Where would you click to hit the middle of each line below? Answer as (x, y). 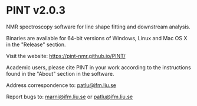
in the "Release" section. (36, 44)
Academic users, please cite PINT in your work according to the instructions (98, 67)
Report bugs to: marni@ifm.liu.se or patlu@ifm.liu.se (70, 97)
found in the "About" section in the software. (60, 73)
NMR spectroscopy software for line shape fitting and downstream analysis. (98, 27)
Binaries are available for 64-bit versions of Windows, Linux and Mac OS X (97, 38)
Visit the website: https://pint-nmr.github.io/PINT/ (66, 56)
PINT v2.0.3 (36, 10)
